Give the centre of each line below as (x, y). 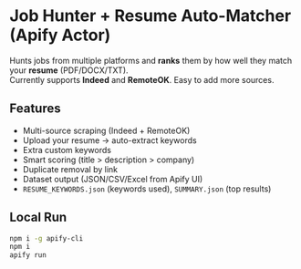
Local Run (38, 217)
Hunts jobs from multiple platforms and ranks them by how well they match (151, 60)
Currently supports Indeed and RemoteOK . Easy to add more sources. (142, 79)
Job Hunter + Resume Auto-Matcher (150, 16)
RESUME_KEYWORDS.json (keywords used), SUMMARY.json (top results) (147, 189)
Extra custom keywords (67, 150)
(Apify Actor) (60, 35)
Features (35, 109)
